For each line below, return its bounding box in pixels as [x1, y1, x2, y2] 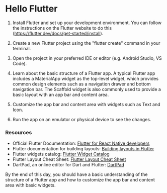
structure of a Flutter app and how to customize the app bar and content [5, 177, 155, 183]
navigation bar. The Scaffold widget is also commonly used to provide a [12, 86, 161, 92]
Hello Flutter [5, 3, 58, 15]
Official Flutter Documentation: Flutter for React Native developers [12, 140, 150, 146]
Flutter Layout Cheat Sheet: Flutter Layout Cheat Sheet [12, 156, 126, 162]
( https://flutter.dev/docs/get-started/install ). [12, 30, 104, 36]
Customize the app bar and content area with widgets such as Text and [12, 101, 160, 107]
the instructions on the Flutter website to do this [12, 25, 112, 31]
